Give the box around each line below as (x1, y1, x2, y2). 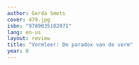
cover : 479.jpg (7, 16, 51, 23)
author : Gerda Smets (7, 9, 66, 17)
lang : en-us (7, 28, 41, 36)
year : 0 (7, 48, 29, 55)
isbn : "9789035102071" (7, 22, 72, 29)
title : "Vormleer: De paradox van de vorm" (7, 41, 134, 48)
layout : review (7, 35, 51, 42)
